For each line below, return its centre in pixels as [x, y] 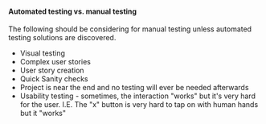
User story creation [52, 70]
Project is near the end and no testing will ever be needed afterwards [134, 88]
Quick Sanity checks [54, 79]
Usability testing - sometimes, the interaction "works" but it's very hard [137, 96]
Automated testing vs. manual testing [73, 11]
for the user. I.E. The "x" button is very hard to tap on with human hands [139, 105]
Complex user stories [55, 62]
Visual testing [43, 53]
